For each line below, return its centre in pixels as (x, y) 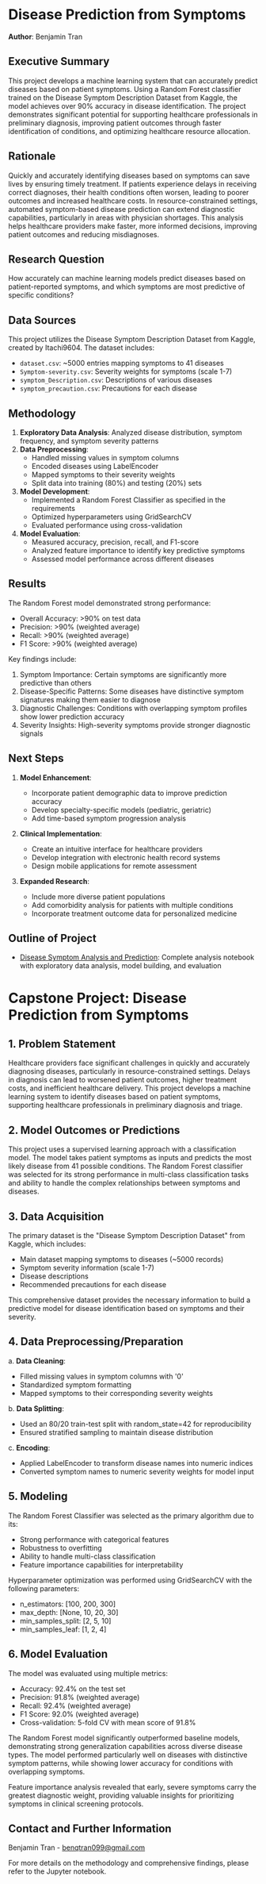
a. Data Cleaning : (37, 1361)
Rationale (32, 156)
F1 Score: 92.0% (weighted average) (79, 1714)
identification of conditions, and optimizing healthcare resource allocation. (129, 131)
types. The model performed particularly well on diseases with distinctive (128, 1755)
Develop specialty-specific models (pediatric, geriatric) (122, 809)
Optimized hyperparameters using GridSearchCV (112, 517)
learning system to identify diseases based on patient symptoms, (114, 1097)
